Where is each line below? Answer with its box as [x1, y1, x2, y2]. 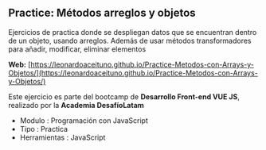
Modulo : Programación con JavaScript [19, 115, 149, 125]
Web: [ [8, 60, 31, 69]
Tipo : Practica [19, 124, 68, 133]
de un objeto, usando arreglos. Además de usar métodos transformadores [8, 36, 252, 45]
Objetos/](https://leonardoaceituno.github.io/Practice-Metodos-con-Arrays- [8, 67, 259, 78]
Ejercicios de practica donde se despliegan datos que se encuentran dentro [8, 27, 257, 37]
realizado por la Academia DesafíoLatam [8, 100, 145, 110]
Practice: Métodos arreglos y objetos [8, 6, 197, 20]
